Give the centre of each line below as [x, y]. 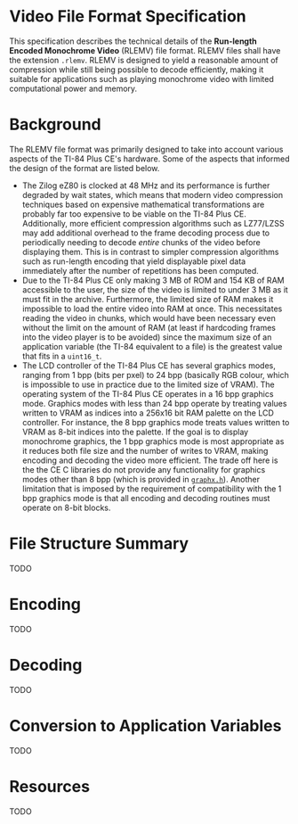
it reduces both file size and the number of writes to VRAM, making [145, 450]
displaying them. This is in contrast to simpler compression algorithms [150, 251]
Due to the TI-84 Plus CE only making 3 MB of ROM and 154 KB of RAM [153, 280]
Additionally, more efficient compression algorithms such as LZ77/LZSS [153, 223]
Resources [50, 786]
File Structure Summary [99, 544]
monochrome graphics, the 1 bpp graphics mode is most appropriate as [153, 441]
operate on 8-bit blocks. [66, 507]
